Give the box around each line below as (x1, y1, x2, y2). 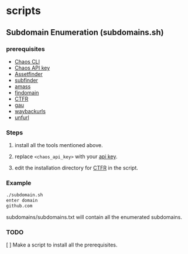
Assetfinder (14, 70, 43, 77)
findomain (14, 89, 39, 96)
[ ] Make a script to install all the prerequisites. (6, 241, 118, 249)
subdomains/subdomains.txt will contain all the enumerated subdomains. (6, 214, 183, 221)
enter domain (6, 197, 38, 204)
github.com (6, 203, 33, 209)
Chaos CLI (14, 58, 40, 65)
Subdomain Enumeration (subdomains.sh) (6, 27, 164, 37)
